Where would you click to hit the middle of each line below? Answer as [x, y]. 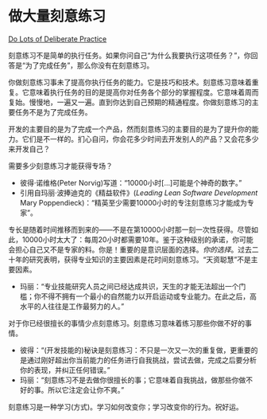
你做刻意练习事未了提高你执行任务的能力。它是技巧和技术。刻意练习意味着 [130, 82]
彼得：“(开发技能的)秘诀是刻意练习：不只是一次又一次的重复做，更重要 [135, 350]
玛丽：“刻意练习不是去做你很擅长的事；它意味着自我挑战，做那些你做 [133, 380]
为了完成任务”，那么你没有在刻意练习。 [89, 65]
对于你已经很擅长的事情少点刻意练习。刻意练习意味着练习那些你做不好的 [126, 323]
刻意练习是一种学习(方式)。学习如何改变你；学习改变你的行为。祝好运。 [126, 406]
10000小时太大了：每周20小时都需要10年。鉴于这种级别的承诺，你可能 [137, 239]
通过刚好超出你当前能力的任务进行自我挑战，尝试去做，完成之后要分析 [141, 360]
